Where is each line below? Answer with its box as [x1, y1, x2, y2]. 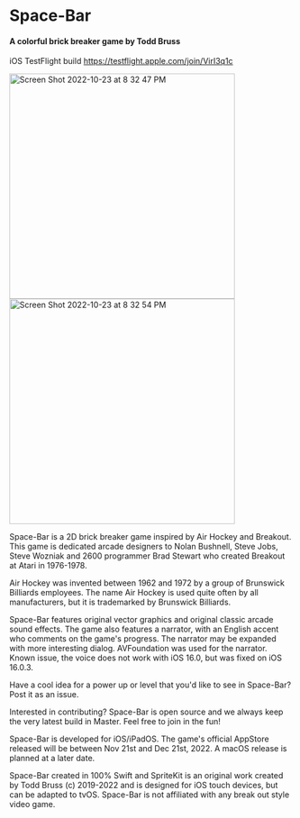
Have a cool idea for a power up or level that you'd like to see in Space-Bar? [9, 679, 291, 690]
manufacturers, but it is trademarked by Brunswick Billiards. [9, 596, 232, 608]
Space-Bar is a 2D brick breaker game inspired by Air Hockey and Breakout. [9, 532, 292, 542]
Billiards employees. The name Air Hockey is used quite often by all [9, 587, 259, 598]
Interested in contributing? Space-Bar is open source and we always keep [9, 706, 284, 717]
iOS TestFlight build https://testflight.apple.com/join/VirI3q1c [9, 56, 233, 67]
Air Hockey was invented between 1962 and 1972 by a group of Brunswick [9, 577, 286, 588]
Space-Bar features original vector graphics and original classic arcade [9, 614, 274, 625]
